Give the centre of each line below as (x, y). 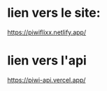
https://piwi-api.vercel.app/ (47, 80)
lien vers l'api (47, 61)
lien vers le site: (54, 13)
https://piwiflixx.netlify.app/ (47, 32)
